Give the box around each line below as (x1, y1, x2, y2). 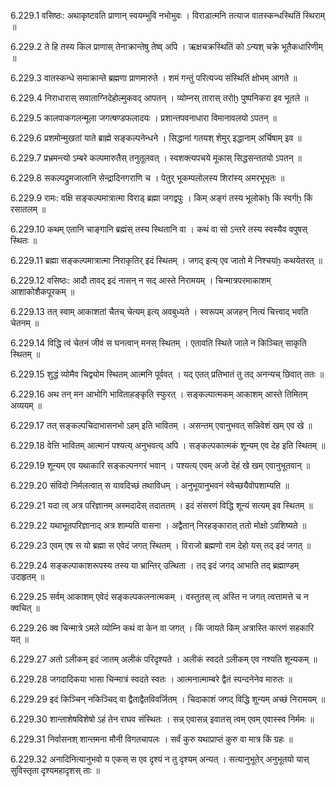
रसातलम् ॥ (10, 203, 47, 215)
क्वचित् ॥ (10, 602, 40, 614)
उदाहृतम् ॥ (10, 571, 45, 582)
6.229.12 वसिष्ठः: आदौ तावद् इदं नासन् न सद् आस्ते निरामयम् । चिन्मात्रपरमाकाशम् (10, 275, 272, 286)
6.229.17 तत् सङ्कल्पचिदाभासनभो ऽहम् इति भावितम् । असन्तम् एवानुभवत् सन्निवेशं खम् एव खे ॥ (10, 420, 313, 431)
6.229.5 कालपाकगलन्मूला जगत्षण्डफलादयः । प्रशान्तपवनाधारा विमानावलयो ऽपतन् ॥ (10, 112, 277, 124)
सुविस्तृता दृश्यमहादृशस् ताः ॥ (10, 765, 100, 776)
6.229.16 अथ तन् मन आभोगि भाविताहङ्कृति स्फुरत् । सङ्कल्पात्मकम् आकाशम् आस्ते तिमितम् (10, 388, 308, 400)
